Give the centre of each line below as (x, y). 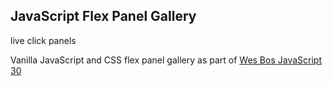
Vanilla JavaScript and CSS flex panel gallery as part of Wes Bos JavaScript (166, 60)
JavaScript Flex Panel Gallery (103, 16)
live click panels (43, 40)
